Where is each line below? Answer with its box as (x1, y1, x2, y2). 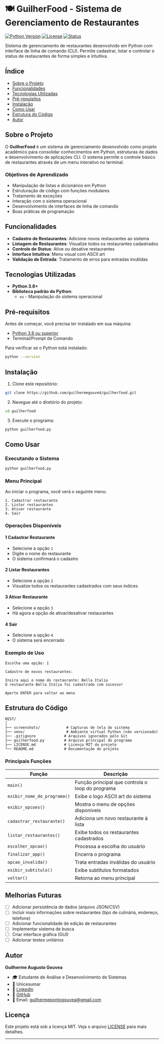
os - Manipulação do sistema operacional (19, 293, 102, 300)
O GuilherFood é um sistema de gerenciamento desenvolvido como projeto (5, 144, 157, 149)
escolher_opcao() (7, 843, 48, 849)
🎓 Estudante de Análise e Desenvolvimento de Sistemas (12, 974, 127, 980)
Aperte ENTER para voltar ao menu (5, 690, 76, 695)
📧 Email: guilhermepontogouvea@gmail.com (12, 997, 102, 1002)
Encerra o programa (75, 851, 121, 857)
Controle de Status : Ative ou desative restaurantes (12, 246, 115, 251)
